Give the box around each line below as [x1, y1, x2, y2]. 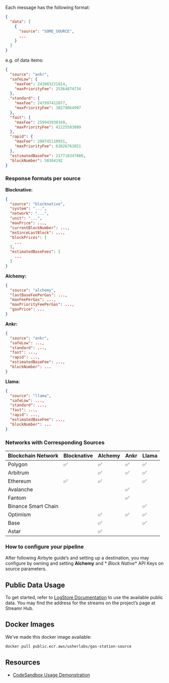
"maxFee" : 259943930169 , [14, 119, 68, 125]
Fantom [8, 494, 27, 501]
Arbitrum [8, 469, 29, 476]
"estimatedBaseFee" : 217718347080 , [10, 153, 86, 159]
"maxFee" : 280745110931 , [14, 139, 68, 144]
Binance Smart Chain [8, 502, 59, 510]
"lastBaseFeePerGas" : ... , [10, 292, 68, 297]
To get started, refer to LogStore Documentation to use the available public [5, 594, 163, 601]
